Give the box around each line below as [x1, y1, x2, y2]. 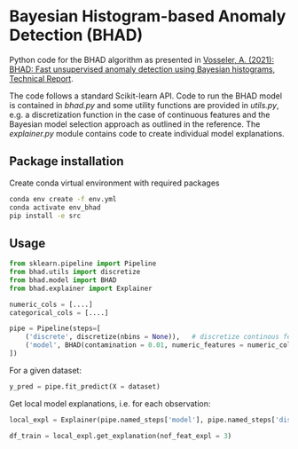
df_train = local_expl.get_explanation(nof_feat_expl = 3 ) [9, 431, 232, 440]
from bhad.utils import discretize [9, 268, 141, 277]
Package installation [9, 154, 124, 169]
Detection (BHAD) [9, 25, 144, 45]
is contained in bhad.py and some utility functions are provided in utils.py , [9, 99, 279, 110]
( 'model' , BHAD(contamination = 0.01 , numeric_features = [25, 341, 244, 350]
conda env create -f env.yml [9, 194, 117, 203]
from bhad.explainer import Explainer [9, 284, 153, 293]
